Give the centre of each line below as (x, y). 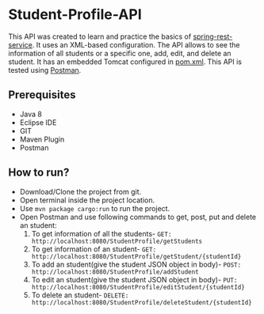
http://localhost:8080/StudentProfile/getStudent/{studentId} (136, 256)
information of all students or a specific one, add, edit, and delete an (120, 53)
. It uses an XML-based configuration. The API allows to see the (136, 44)
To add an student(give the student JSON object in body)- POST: (136, 264)
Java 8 (31, 114)
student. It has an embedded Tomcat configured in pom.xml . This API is (125, 62)
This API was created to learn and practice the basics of (100, 36)
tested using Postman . (45, 70)
